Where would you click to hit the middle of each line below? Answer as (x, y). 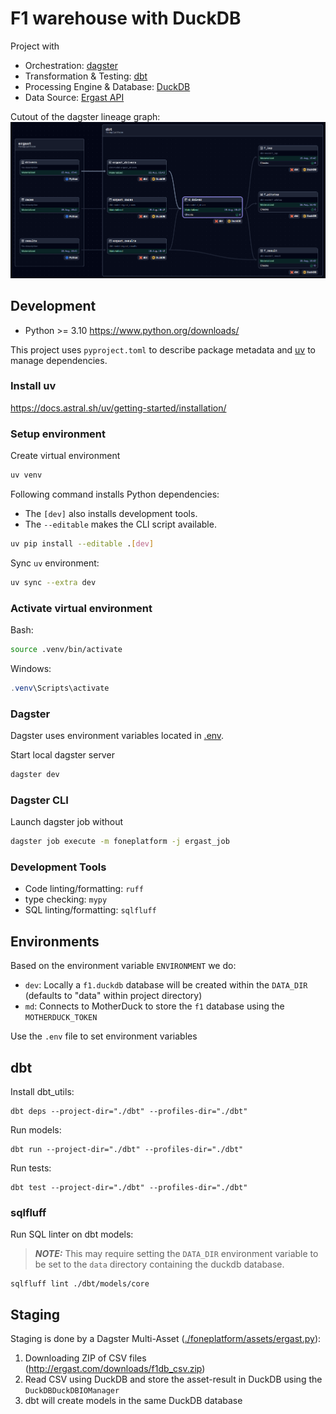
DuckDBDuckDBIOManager (72, 1391)
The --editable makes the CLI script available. (120, 524)
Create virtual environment (65, 456)
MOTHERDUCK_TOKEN (61, 1018)
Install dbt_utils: (42, 1092)
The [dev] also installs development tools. (111, 513)
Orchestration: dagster (71, 65)
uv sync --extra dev (53, 582)
